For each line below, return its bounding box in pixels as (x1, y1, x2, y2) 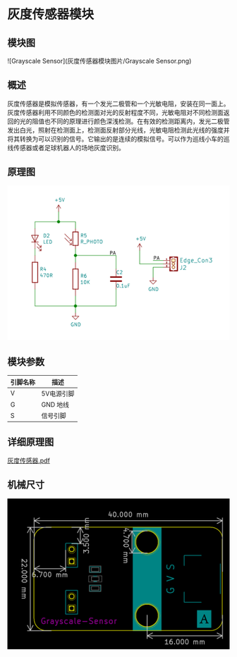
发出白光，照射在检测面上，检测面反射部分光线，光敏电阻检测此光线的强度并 (7, 125, 230, 134)
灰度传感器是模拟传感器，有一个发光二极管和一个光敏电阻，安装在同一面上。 (7, 99, 230, 108)
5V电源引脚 (41, 389, 75, 398)
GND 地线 (41, 400, 69, 409)
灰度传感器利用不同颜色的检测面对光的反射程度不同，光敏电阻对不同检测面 (7, 108, 224, 116)
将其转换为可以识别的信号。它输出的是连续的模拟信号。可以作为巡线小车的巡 (7, 135, 230, 143)
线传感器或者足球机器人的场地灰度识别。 (7, 143, 125, 152)
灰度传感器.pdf (7, 456, 51, 465)
